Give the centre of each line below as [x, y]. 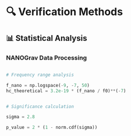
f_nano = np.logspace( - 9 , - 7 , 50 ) [48, 85]
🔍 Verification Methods [65, 12]
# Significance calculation [40, 106]
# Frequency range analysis [40, 75]
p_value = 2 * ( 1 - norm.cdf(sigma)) [52, 128]
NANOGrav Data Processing [47, 58]
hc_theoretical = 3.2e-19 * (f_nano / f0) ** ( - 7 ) [66, 91]
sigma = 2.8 [20, 117]
